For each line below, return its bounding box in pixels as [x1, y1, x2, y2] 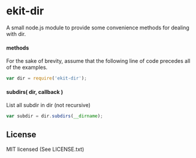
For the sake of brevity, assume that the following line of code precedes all [6, 57, 191, 65]
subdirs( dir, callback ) [6, 88, 64, 95]
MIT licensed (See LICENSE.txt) [6, 145, 85, 153]
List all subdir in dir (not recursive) [6, 102, 91, 109]
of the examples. [6, 64, 48, 71]
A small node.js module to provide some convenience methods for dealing [6, 24, 190, 31]
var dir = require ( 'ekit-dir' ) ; [6, 75, 87, 81]
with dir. [6, 30, 26, 37]
